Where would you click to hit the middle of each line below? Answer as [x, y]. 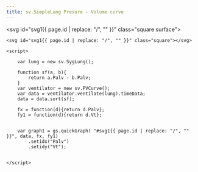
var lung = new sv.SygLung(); [56, 61]
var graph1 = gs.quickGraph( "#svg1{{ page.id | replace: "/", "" [103, 131]
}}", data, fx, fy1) [33, 136]
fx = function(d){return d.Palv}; [61, 109]
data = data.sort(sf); [46, 99]
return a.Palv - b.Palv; [60, 77]
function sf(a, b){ [42, 72]
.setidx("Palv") [49, 141]
